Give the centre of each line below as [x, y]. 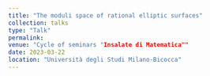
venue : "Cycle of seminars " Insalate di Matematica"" [99, 45]
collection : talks [38, 23]
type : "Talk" [30, 30]
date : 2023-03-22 [37, 52]
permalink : [26, 38]
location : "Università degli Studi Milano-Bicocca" [95, 60]
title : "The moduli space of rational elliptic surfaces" [105, 15]
